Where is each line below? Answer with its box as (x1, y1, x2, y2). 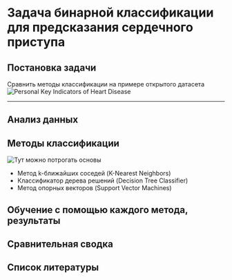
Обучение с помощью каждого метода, (7, 204, 188, 216)
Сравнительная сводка (7, 238, 114, 250)
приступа (7, 35, 66, 50)
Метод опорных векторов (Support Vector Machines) (17, 184, 172, 192)
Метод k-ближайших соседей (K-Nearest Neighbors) (17, 169, 171, 178)
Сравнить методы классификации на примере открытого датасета (7, 80, 205, 88)
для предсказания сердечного (7, 19, 193, 35)
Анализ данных (7, 114, 78, 126)
